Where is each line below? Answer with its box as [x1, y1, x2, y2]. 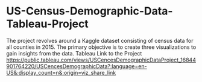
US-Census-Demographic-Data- [6, 4, 173, 18]
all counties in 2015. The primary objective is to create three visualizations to [6, 43, 197, 51]
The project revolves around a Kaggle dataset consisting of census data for [6, 37, 194, 44]
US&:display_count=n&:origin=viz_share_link [6, 69, 116, 76]
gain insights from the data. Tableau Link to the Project [6, 49, 142, 57]
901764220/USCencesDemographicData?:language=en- [6, 62, 147, 70]
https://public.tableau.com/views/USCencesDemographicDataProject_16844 [6, 56, 196, 63]
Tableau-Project [6, 17, 89, 31]
